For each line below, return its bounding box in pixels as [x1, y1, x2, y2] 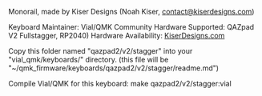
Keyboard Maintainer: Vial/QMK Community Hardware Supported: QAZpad [8, 22, 255, 31]
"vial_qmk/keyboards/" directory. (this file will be [8, 55, 169, 64]
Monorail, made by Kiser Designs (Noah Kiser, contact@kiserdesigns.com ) [8, 7, 255, 16]
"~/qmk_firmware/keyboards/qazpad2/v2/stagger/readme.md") [8, 63, 219, 73]
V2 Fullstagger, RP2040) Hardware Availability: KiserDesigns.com [8, 31, 225, 40]
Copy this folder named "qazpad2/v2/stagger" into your [8, 46, 193, 55]
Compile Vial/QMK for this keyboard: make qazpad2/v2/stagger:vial [8, 79, 232, 88]
